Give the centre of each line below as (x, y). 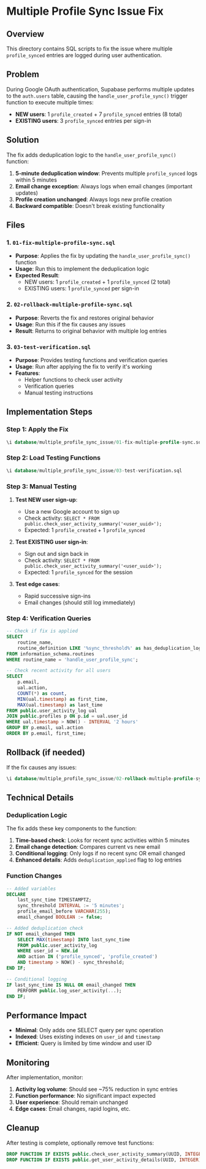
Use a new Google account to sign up (72, 511)
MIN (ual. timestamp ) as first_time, (63, 699)
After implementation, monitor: (45, 1078)
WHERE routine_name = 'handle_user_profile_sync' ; (72, 660)
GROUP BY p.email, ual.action (45, 728)
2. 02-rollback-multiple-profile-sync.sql (70, 304)
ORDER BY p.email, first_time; (46, 734)
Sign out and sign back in (56, 554)
